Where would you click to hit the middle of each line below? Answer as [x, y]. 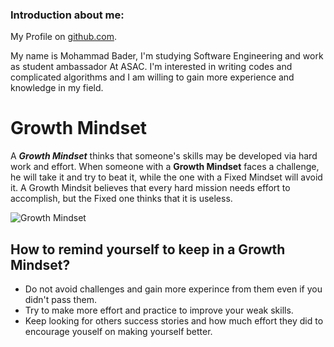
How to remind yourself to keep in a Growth [148, 249]
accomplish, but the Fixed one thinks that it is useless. [121, 199]
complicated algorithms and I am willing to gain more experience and [152, 77]
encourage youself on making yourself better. [118, 332]
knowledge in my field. [57, 88]
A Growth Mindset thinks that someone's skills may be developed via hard [164, 156]
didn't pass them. [60, 300]
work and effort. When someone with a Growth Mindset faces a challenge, [165, 167]
